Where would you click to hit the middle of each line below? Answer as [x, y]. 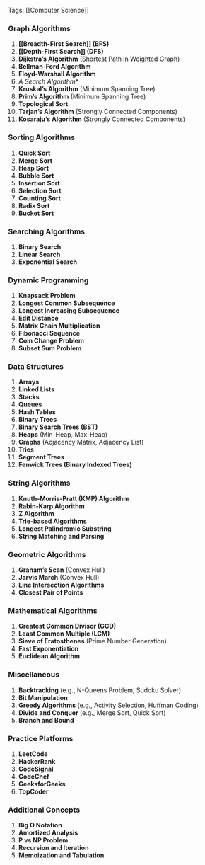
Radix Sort [34, 205]
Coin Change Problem [51, 341]
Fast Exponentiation [48, 649]
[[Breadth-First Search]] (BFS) [64, 44]
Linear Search [39, 254]
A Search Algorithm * [48, 81]
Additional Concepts [44, 810]
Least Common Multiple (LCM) [64, 634]
